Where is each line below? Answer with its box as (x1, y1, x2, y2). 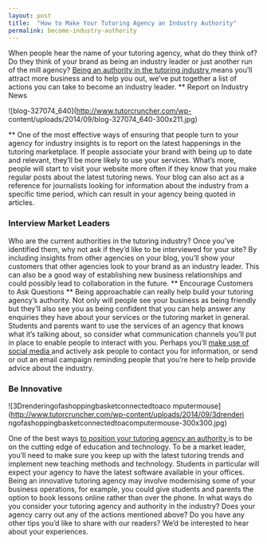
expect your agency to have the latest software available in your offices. (8, 467, 245, 477)
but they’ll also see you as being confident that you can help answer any (8, 304, 245, 313)
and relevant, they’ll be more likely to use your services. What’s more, (8, 156, 237, 165)
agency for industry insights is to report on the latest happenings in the (8, 139, 241, 148)
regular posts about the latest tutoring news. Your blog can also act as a (8, 172, 245, 182)
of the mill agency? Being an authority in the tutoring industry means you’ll (8, 65, 253, 75)
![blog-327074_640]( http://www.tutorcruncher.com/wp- (8, 106, 192, 116)
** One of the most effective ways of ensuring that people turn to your (8, 130, 239, 140)
